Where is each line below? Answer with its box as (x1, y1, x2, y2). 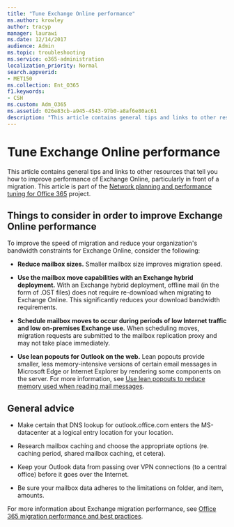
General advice (7, 402, 75, 414)
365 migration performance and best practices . (7, 512, 143, 521)
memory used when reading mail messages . (17, 382, 145, 391)
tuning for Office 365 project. (7, 189, 91, 198)
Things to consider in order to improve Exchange (7, 209, 223, 221)
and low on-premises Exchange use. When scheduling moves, (17, 324, 200, 332)
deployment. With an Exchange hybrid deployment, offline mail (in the (17, 281, 219, 290)
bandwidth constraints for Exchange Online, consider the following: (7, 246, 201, 255)
